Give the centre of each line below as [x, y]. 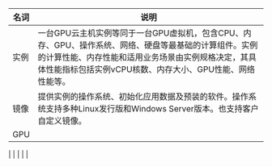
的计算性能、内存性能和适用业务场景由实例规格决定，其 [143, 57]
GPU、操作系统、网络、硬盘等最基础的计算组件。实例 [156, 45]
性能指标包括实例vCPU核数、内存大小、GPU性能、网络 [150, 69]
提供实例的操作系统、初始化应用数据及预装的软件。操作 [143, 96]
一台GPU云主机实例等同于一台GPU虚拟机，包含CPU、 [141, 33]
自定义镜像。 [62, 121]
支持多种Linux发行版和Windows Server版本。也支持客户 [152, 109]
